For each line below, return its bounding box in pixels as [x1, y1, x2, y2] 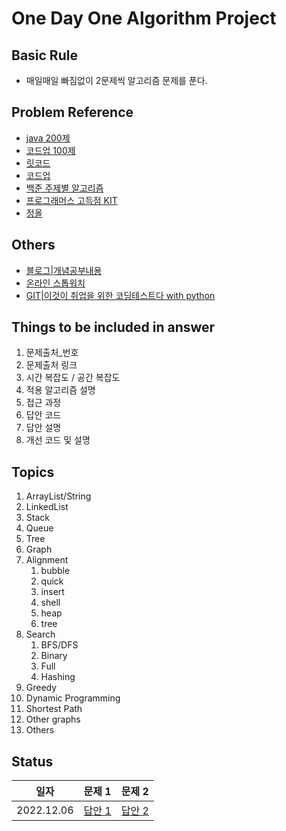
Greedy [25, 682, 58, 694]
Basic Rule [11, 47, 78, 64]
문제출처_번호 [25, 347, 79, 359]
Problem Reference [11, 104, 134, 121]
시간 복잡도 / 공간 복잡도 [25, 372, 121, 384]
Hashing [40, 671, 76, 683]
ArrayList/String [25, 490, 92, 502]
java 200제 [25, 132, 71, 144]
